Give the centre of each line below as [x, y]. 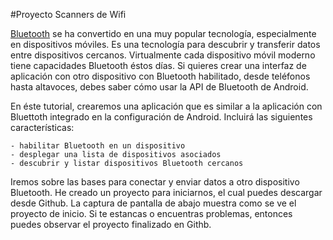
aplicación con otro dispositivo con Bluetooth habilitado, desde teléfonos [160, 76]
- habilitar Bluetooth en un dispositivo [98, 146]
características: [42, 127]
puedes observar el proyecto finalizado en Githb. [111, 224]
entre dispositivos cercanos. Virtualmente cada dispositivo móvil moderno [163, 55]
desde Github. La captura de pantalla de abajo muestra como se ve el [153, 203]
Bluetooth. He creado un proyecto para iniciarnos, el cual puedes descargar [166, 192]
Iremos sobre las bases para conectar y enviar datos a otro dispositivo [155, 182]
